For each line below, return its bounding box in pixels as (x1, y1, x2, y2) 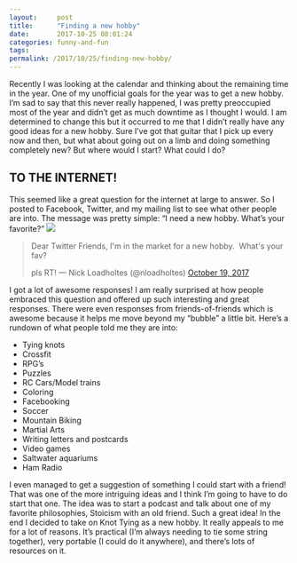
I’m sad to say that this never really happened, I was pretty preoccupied (9, 98, 271, 107)
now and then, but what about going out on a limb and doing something (9, 135, 270, 146)
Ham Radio (21, 462, 63, 472)
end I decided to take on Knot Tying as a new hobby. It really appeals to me (9, 517, 284, 527)
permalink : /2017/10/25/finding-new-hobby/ (9, 54, 173, 63)
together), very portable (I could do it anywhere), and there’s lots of (9, 535, 255, 546)
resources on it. (9, 545, 66, 556)
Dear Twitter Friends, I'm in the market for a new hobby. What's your (30, 241, 284, 251)
